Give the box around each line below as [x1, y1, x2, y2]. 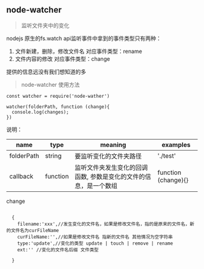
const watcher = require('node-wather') [6, 93, 110, 99]
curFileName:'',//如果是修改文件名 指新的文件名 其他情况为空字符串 [17, 234, 173, 240]
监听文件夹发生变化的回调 [75, 163, 148, 172]
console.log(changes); [12, 109, 69, 115]
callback [9, 172, 33, 180]
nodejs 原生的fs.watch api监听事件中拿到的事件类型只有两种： [6, 35, 162, 42]
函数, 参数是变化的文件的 [75, 172, 145, 181]
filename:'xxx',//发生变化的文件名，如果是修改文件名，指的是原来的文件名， [17, 221, 190, 227]
